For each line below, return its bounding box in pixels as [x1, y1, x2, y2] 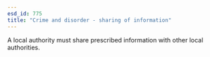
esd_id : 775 [7, 10, 42, 17]
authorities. [7, 43, 40, 51]
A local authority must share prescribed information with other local [7, 35, 204, 44]
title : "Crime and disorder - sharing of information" [7, 17, 172, 24]
